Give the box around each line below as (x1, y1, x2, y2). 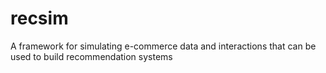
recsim (10, 7, 69, 30)
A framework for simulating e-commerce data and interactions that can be (10, 40, 317, 52)
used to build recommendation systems (10, 50, 173, 62)
